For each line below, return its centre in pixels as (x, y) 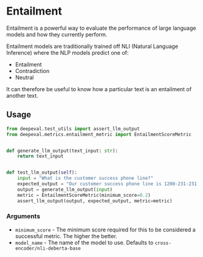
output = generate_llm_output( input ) (65, 190)
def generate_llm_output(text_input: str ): (62, 151)
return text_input (40, 156)
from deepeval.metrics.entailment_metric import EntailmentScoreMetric (99, 134)
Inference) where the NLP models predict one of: (67, 52)
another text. (22, 95)
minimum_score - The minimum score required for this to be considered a (105, 230)
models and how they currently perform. (57, 34)
